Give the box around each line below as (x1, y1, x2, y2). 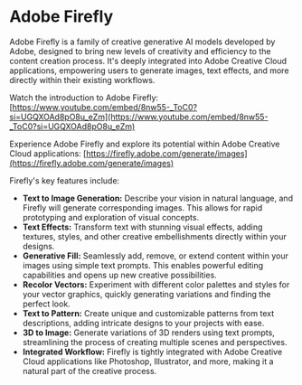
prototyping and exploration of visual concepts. (22, 211, 200, 222)
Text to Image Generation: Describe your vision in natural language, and (22, 192, 294, 203)
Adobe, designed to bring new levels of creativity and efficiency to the (9, 45, 271, 56)
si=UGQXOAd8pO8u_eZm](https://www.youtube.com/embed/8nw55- (9, 111, 269, 122)
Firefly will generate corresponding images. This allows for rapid (22, 202, 263, 213)
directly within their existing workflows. (9, 74, 156, 85)
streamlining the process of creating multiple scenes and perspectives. (22, 336, 288, 347)
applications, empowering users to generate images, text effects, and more (9, 65, 289, 76)
